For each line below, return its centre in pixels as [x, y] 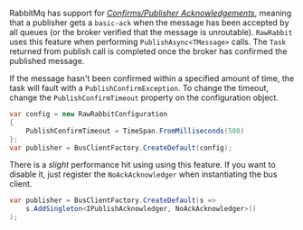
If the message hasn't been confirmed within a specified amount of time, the [152, 78]
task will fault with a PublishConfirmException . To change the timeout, [139, 88]
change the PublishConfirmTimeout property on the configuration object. [144, 97]
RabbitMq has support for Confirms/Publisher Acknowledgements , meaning [151, 13]
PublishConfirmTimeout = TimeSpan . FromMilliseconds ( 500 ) [135, 131]
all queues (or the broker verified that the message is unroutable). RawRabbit [151, 32]
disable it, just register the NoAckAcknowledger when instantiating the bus [143, 174]
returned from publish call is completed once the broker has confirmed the [148, 51]
